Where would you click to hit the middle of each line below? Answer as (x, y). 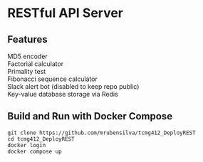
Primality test (27, 71)
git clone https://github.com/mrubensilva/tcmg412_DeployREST (101, 133)
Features (27, 39)
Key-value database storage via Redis (63, 94)
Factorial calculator (36, 64)
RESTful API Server (65, 13)
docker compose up (35, 151)
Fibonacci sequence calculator (53, 79)
